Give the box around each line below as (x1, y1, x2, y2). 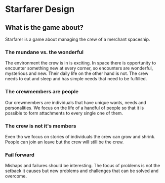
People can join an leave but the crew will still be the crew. (5, 139, 124, 145)
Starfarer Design (5, 3, 75, 15)
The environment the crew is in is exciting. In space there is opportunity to (5, 60, 156, 66)
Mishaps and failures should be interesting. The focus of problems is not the (5, 163, 161, 169)
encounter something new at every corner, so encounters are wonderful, (5, 65, 153, 71)
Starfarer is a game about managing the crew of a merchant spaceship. (5, 36, 150, 42)
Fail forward (5, 151, 35, 158)
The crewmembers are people (5, 88, 79, 95)
